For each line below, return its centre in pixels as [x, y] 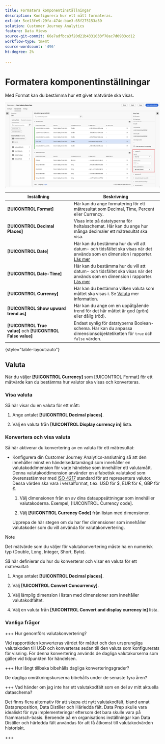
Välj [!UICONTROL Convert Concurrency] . [55, 586]
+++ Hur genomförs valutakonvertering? [46, 633]
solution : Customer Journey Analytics [45, 26]
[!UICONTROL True [27, 326]
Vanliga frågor [23, 623]
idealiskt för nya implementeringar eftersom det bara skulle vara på [73, 712]
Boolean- [144, 323]
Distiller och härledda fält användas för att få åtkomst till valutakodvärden [79, 722]
